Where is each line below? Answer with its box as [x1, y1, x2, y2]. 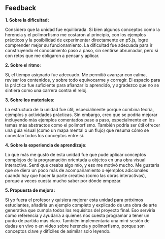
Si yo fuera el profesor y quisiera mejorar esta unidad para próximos [5, 197, 144, 203]
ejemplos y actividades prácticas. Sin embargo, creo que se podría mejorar [5, 112, 158, 118]
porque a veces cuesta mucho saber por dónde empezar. [5, 178, 122, 183]
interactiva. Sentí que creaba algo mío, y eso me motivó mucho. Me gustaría [5, 162, 160, 168]
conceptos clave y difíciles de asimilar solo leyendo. [5, 228, 111, 234]
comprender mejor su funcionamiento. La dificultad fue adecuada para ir [5, 42, 153, 48]
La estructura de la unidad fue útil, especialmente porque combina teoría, [5, 106, 154, 112]
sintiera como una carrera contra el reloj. [5, 87, 88, 93]
